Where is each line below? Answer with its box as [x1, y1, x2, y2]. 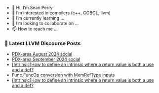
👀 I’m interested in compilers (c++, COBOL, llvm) [11, 10, 111, 16]
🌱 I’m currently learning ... [11, 15, 65, 21]
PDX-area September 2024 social [11, 57, 80, 62]
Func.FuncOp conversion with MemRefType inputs [11, 72, 115, 78]
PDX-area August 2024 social [11, 51, 73, 57]
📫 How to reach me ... [11, 26, 58, 31]
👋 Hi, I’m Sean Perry [11, 5, 53, 10]
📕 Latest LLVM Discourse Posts [4, 40, 81, 47]
